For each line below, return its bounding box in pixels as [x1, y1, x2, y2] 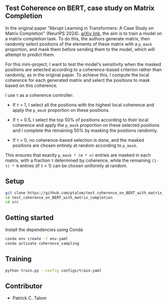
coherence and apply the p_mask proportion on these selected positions [12, 122, 160, 128]
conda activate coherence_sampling [5, 241, 79, 246]
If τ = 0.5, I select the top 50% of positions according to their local [12, 117, 148, 123]
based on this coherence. [5, 82, 58, 88]
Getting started [5, 213, 54, 222]
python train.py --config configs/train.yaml [5, 268, 101, 273]
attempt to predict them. [5, 51, 55, 57]
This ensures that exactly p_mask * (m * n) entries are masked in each [5, 152, 151, 158]
